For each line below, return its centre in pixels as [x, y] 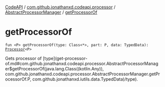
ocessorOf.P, [18, 79]
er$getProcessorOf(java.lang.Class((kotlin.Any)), [55, 68]
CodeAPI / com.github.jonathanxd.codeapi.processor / [60, 7]
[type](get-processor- [65, 58]
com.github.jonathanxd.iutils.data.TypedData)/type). [85, 79]
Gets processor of [23, 58]
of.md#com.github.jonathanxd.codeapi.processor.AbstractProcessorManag [82, 64]
